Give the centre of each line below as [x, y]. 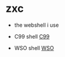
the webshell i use [36, 25]
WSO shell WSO [34, 48]
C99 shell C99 [32, 36]
